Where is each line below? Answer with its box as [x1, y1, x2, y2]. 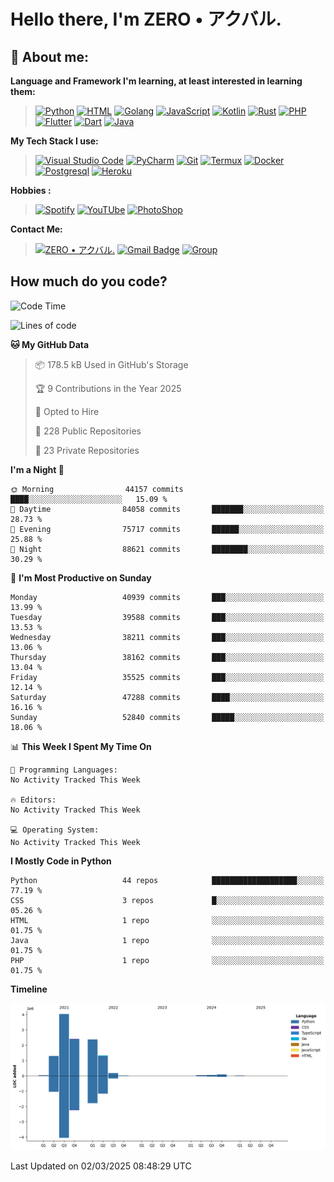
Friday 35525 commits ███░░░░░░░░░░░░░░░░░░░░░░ [10, 672, 325, 682]
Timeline [10, 983, 48, 995]
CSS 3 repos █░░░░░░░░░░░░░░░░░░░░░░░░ [10, 895, 325, 905]
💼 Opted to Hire [34, 405, 100, 417]
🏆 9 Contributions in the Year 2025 [34, 382, 182, 394]
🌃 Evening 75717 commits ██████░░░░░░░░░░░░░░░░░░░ [10, 524, 325, 534]
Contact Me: [10, 223, 63, 235]
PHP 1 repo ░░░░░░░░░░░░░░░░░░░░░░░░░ [10, 955, 325, 965]
